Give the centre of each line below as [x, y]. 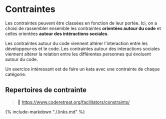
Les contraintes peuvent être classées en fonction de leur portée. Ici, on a [81, 23]
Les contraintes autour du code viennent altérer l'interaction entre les [76, 43]
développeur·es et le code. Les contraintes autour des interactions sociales [82, 48]
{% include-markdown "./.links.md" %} [45, 111]
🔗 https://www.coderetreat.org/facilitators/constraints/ [73, 102]
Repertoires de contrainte [46, 90]
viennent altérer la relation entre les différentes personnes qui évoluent [78, 54]
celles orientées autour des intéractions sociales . [57, 33]
